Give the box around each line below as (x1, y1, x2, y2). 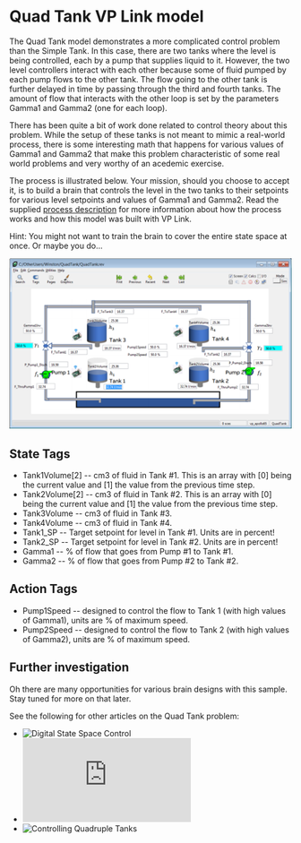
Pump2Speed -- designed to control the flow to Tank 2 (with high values (21, 624, 289, 635)
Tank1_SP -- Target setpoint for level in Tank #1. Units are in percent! (21, 527, 275, 538)
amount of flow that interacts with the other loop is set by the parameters (9, 92, 279, 104)
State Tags (9, 446, 71, 461)
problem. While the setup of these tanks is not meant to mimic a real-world (9, 129, 286, 140)
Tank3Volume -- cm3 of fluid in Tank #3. (21, 508, 173, 519)
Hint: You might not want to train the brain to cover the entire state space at (9, 230, 288, 241)
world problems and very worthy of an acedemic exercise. (9, 158, 225, 168)
